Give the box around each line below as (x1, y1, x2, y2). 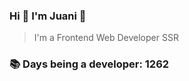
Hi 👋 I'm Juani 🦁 (9, 9, 87, 23)
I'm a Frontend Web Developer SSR (33, 32, 179, 44)
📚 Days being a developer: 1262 (9, 57, 170, 71)
